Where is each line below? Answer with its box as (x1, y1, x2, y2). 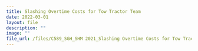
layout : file (6, 19, 38, 25)
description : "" (6, 25, 46, 31)
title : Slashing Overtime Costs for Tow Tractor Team (6, 8, 141, 15)
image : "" (6, 30, 31, 36)
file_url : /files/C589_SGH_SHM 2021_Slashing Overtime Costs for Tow (6, 36, 181, 42)
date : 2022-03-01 (6, 14, 49, 20)
